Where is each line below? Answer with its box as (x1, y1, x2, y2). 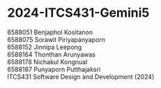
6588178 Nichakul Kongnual (7, 57, 88, 66)
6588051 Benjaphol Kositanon (7, 28, 93, 36)
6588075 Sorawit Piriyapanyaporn (7, 35, 106, 43)
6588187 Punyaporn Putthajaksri (7, 65, 101, 73)
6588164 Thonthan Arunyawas (7, 50, 96, 59)
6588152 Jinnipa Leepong (7, 43, 82, 51)
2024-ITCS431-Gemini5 (7, 5, 150, 21)
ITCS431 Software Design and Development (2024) (7, 72, 155, 81)
